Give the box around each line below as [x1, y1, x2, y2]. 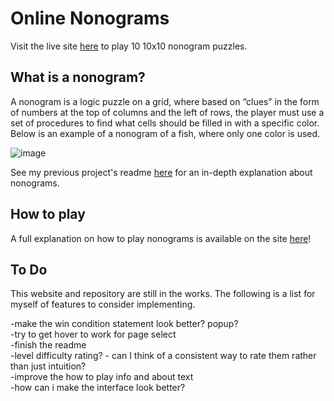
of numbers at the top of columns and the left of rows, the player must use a [10, 106, 325, 118]
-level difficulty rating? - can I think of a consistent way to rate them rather [10, 350, 317, 362]
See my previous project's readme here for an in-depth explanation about [10, 166, 313, 178]
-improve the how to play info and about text [10, 371, 194, 383]
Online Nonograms [10, 7, 170, 30]
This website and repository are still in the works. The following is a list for [10, 288, 316, 300]
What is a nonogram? [10, 69, 146, 86]
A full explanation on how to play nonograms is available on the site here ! [10, 232, 312, 244]
